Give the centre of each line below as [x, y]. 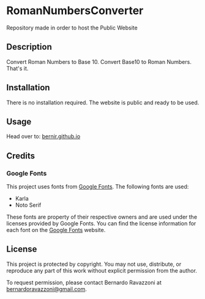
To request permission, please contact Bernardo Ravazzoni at [84, 282]
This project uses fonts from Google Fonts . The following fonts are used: [98, 187]
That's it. [17, 68]
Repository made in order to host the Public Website [72, 28]
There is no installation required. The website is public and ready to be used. [103, 103]
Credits [21, 156]
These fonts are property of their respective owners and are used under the [102, 217]
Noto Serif [28, 205]
